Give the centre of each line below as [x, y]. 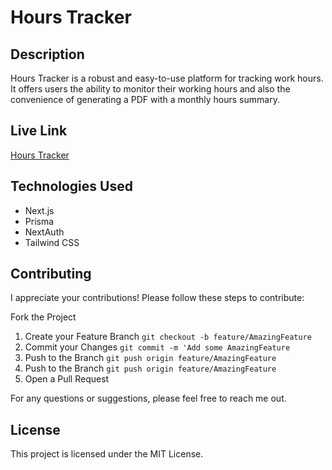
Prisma [39, 221]
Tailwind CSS [52, 242]
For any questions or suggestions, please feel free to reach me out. [148, 398]
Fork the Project [43, 317]
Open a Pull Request [67, 379]
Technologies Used [71, 186]
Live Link [39, 131]
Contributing [51, 274]
